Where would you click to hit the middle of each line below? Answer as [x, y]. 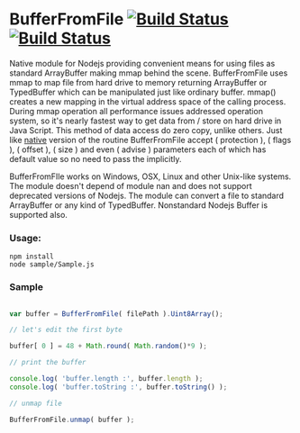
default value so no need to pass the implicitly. [95, 158]
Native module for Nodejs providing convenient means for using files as [142, 63]
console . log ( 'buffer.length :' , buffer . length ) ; [106, 379]
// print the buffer [48, 363]
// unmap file [36, 403]
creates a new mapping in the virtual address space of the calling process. [148, 101]
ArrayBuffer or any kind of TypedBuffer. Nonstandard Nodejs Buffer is [139, 205]
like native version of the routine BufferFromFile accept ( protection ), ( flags [150, 140]
